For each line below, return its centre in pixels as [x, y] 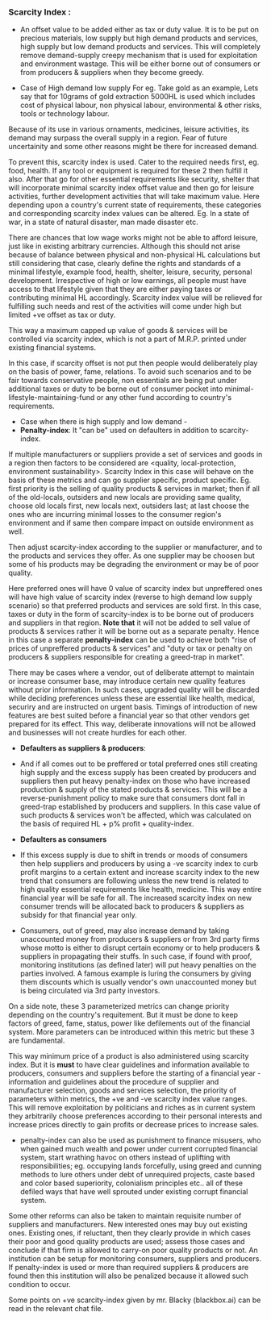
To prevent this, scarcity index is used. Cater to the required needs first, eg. [134, 162]
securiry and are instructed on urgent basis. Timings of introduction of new [133, 707]
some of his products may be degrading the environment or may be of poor [134, 564]
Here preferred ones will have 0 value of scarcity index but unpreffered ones [135, 589]
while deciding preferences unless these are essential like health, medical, [132, 698]
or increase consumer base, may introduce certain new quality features [127, 681]
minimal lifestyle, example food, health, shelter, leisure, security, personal [130, 272]
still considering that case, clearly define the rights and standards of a [125, 264]
